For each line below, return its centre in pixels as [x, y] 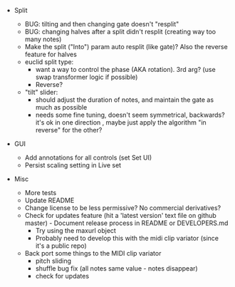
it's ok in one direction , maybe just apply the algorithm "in [121, 122]
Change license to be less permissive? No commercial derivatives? [123, 208]
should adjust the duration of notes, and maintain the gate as [125, 100]
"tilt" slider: [41, 92]
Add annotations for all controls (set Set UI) [88, 157]
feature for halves [51, 54]
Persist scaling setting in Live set [73, 165]
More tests [41, 193]
